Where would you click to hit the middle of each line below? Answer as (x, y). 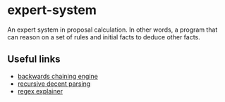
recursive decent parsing (54, 84)
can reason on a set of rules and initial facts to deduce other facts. (104, 37)
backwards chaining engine (58, 76)
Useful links (34, 59)
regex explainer (40, 91)
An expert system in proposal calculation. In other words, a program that (112, 30)
